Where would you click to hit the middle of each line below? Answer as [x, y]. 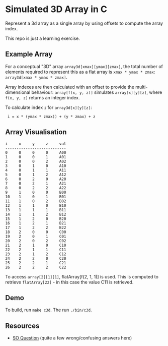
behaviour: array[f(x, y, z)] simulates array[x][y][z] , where [97, 92]
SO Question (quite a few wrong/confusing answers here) [72, 338]
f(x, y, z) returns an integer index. [43, 97]
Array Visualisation [36, 132]
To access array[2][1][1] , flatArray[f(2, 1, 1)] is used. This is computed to [82, 276]
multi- [142, 87]
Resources [22, 326]
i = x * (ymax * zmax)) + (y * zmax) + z [51, 117]
